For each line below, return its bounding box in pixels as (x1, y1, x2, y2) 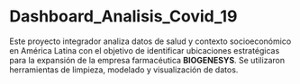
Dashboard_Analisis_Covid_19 (9, 6, 238, 27)
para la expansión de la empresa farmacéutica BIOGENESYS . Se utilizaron (9, 55, 286, 65)
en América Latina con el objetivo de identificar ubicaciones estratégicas (9, 45, 280, 55)
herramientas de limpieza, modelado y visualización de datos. (9, 64, 239, 75)
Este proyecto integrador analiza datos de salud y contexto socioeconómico (9, 36, 292, 46)
